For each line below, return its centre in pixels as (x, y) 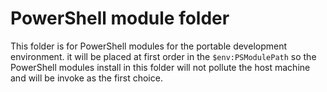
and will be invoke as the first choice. (86, 78)
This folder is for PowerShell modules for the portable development (149, 46)
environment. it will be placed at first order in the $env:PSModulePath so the (163, 56)
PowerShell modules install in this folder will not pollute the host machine (160, 67)
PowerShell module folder (120, 18)
